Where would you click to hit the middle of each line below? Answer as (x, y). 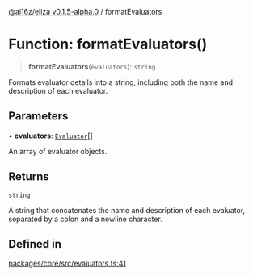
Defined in (35, 244)
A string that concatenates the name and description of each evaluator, (127, 210)
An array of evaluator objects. (58, 151)
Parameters (38, 116)
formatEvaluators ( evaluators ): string (92, 66)
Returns (29, 177)
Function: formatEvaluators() (108, 44)
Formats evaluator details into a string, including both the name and (120, 82)
